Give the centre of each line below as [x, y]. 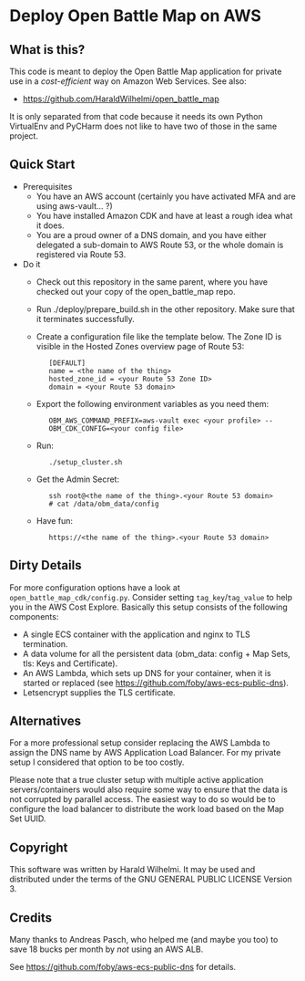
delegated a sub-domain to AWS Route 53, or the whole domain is [160, 245]
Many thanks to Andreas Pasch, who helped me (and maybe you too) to [144, 940]
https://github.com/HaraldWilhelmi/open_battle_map [121, 99]
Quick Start [42, 165]
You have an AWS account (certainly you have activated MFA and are [166, 196]
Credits [31, 918]
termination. [45, 643]
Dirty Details [46, 565]
